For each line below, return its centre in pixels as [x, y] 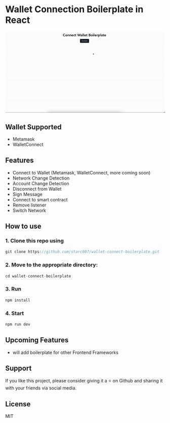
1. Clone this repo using [35, 241]
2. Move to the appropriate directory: [52, 265]
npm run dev [18, 324]
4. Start [15, 313]
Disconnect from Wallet [37, 189]
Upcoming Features [37, 340]
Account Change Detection [41, 183]
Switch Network [29, 210]
